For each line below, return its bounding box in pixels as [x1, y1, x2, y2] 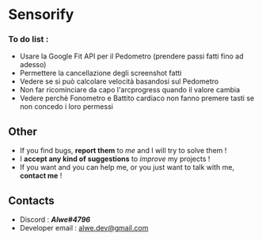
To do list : [8, 34, 49, 45]
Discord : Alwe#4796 [19, 215, 91, 224]
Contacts [8, 193, 55, 207]
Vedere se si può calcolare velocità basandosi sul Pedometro [19, 77, 219, 86]
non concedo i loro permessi [19, 102, 113, 111]
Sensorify [8, 6, 74, 24]
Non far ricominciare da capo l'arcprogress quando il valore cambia [19, 85, 241, 95]
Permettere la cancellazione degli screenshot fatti [19, 69, 182, 78]
